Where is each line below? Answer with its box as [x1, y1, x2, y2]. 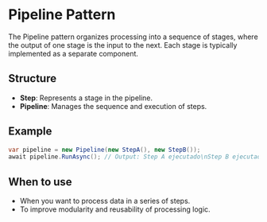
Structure [8, 72, 57, 85]
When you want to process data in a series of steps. [19, 197, 191, 206]
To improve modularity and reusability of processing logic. [19, 204, 211, 214]
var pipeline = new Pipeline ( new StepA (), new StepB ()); [8, 146, 201, 154]
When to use [8, 175, 73, 189]
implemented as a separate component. [8, 49, 139, 58]
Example [8, 125, 52, 138]
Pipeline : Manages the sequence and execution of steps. [19, 101, 207, 111]
